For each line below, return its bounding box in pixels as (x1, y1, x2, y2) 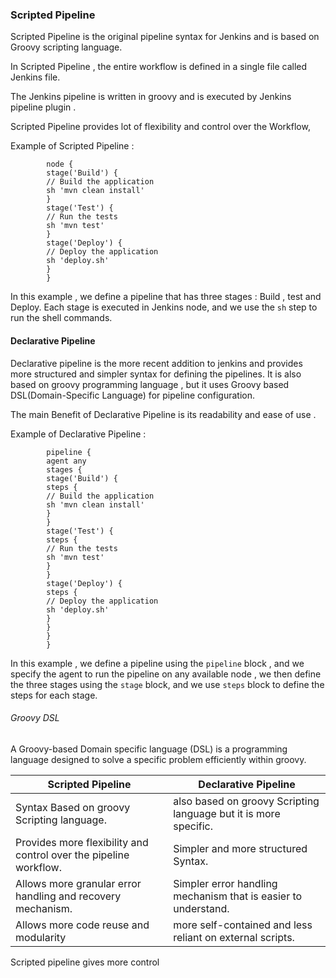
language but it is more (173, 806, 281, 820)
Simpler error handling (173, 876, 278, 890)
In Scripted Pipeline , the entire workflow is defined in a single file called (10, 61, 308, 73)
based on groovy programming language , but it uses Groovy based (10, 378, 290, 390)
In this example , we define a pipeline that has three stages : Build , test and (10, 291, 322, 303)
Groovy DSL (10, 712, 60, 724)
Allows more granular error (15, 876, 142, 890)
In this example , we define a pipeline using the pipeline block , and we (10, 657, 305, 669)
